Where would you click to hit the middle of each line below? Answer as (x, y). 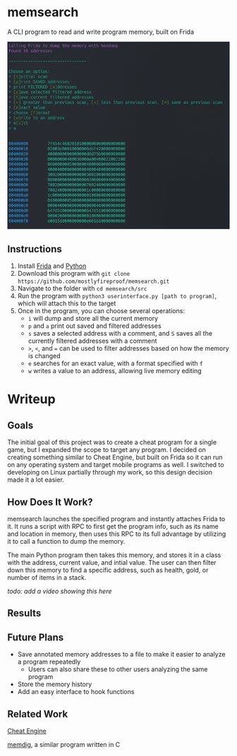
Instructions (35, 249)
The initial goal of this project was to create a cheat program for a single (112, 442)
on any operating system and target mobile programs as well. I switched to (116, 465)
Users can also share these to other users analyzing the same (118, 669)
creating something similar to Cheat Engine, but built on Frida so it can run (115, 457)
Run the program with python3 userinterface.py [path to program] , (117, 296)
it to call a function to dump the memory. (66, 542)
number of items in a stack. (47, 578)
